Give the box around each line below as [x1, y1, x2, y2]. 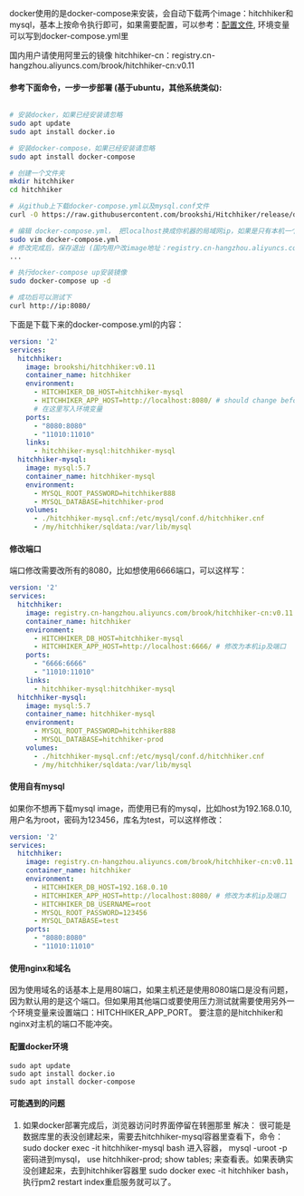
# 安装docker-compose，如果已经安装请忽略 [9, 143, 156, 152]
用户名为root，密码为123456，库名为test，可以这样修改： [9, 814, 224, 825]
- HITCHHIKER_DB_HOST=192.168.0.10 [33, 882, 168, 891]
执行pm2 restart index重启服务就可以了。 [22, 1176, 176, 1187]
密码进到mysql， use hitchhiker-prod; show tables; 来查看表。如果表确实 [22, 1153, 294, 1164]
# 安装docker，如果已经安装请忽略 [9, 111, 123, 120]
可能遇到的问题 [9, 1097, 65, 1108]
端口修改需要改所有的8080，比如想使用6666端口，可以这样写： [9, 565, 247, 576]
